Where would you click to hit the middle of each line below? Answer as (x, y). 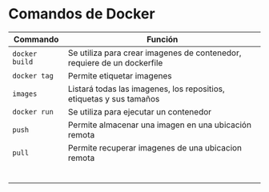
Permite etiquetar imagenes (120, 75)
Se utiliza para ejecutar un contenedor (140, 111)
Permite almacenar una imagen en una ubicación (160, 125)
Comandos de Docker (82, 14)
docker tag (33, 76)
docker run (33, 112)
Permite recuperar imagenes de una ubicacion (155, 147)
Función (163, 39)
